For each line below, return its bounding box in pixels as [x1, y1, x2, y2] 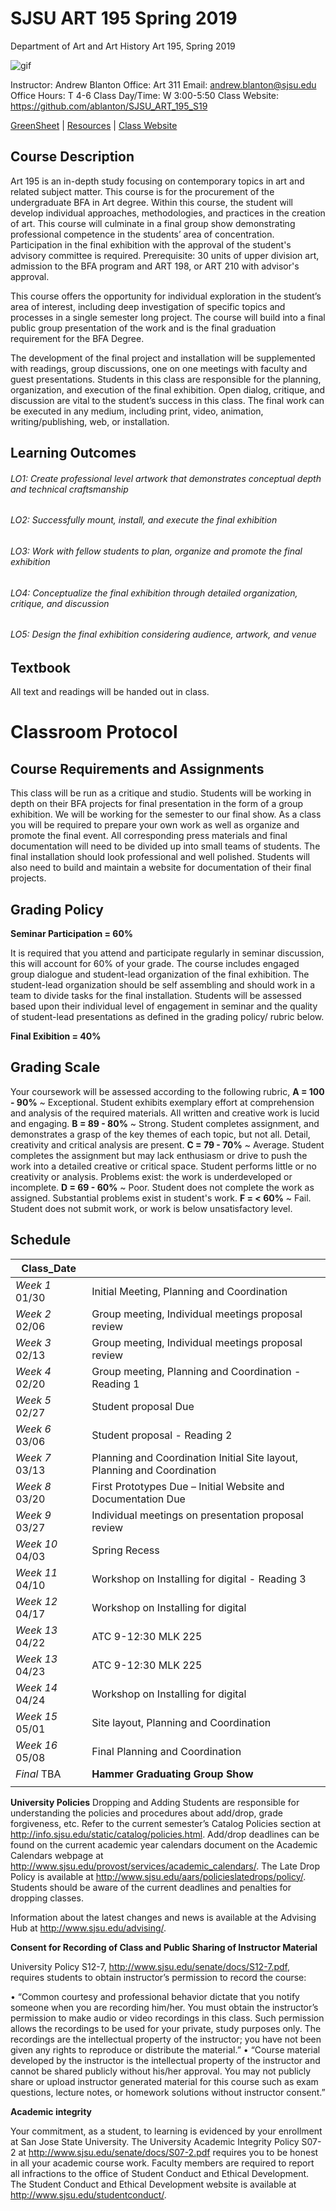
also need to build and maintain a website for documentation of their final [10, 862, 312, 874]
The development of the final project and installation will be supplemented [10, 352, 316, 364]
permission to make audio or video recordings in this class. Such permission [10, 2012, 325, 2024]
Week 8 [15, 1479, 52, 1493]
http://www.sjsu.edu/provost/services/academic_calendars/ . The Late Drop [10, 1860, 321, 1872]
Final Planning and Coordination [91, 1744, 242, 1758]
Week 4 [15, 1364, 52, 1378]
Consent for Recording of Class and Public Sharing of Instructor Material [10, 1941, 318, 1953]
